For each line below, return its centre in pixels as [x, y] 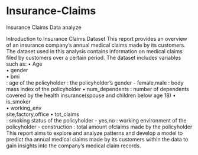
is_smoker [19, 101]
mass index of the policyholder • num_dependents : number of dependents [98, 89]
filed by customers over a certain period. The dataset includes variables [94, 57]
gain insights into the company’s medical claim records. [74, 146]
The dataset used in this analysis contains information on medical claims [95, 51]
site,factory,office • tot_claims [43, 114]
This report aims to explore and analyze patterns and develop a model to [95, 133]
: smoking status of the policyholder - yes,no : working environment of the [96, 120]
